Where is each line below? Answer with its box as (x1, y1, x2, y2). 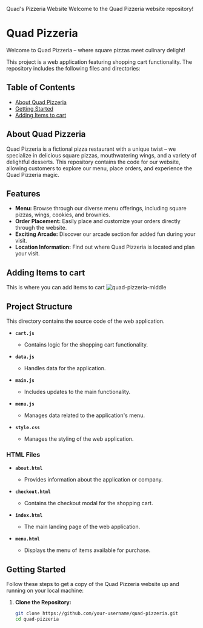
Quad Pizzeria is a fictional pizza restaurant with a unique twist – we (6, 145, 176, 153)
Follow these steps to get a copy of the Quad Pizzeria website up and (6, 581, 180, 588)
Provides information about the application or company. (24, 476, 164, 483)
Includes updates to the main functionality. (24, 388, 131, 395)
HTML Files (6, 450, 41, 458)
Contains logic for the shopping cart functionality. (24, 341, 148, 348)
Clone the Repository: (15, 599, 72, 606)
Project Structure (6, 301, 73, 312)
